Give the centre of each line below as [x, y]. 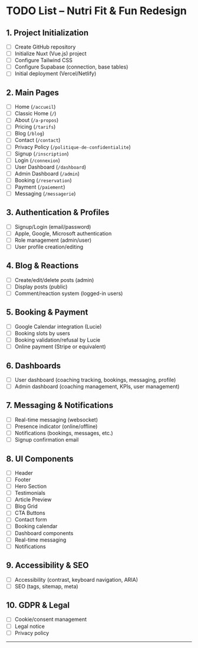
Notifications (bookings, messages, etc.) [64, 433]
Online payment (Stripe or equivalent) [60, 346]
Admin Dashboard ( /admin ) [47, 173]
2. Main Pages [33, 93]
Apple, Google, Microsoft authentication [63, 233]
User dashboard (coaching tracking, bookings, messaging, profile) [95, 380]
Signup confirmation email [47, 440]
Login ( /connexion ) [37, 160]
